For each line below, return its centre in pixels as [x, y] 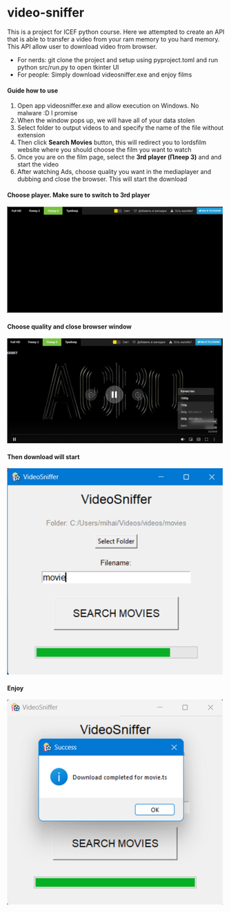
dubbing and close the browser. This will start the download [102, 179]
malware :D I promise [47, 113]
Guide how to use [33, 90]
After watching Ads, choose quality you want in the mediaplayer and [114, 172]
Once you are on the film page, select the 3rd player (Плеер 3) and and [119, 157]
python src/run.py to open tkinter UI [68, 67]
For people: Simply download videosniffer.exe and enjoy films [104, 75]
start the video [38, 164]
